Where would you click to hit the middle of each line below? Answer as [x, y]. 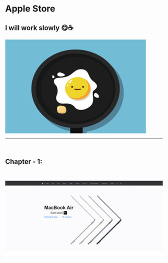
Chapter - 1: [24, 162]
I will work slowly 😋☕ [39, 28]
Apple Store [30, 9]
